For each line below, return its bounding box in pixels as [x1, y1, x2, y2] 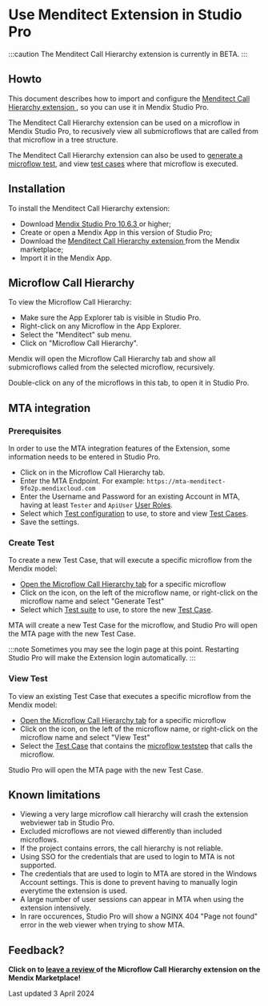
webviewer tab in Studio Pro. [19, 818, 115, 827]
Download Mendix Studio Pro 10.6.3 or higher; [19, 219, 172, 228]
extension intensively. [19, 903, 92, 913]
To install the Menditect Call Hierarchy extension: [8, 203, 170, 213]
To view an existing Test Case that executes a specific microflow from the [8, 691, 252, 701]
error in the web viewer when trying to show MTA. [19, 920, 186, 930]
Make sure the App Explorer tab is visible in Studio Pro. [19, 313, 202, 322]
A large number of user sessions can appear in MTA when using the [19, 895, 244, 904]
